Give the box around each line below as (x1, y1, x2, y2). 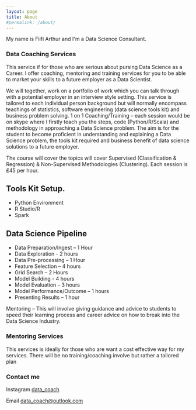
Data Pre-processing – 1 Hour (14, 257, 86, 264)
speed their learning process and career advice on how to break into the (6, 311, 180, 319)
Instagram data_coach (6, 385, 60, 392)
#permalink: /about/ (6, 19, 57, 25)
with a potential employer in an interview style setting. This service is (6, 93, 172, 100)
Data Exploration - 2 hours (14, 250, 78, 257)
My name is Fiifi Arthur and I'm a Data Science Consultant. (6, 36, 147, 43)
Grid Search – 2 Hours (14, 269, 68, 276)
